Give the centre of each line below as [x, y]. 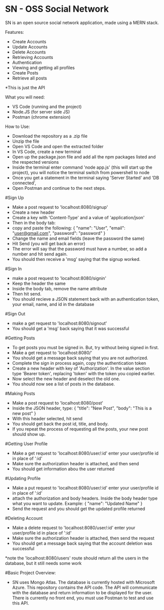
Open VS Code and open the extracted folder [58, 146]
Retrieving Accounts [33, 57]
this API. [21, 603]
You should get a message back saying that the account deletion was [82, 543]
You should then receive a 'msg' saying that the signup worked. [76, 259]
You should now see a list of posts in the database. [63, 384]
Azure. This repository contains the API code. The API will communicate [85, 587]
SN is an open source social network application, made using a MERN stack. [82, 23]
